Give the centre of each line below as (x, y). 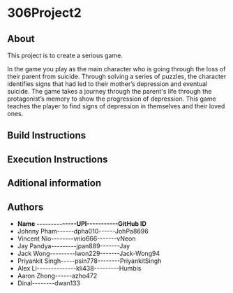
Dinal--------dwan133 (48, 283)
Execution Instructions (58, 159)
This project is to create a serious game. (65, 55)
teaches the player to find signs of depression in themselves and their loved (116, 106)
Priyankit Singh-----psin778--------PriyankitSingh (89, 261)
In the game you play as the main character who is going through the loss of (116, 69)
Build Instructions (47, 135)
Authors (25, 207)
